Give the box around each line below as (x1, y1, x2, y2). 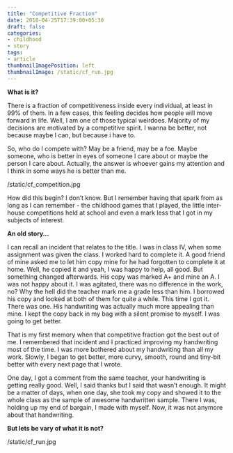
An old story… (7, 229, 49, 238)
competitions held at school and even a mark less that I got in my (26, 208, 214, 217)
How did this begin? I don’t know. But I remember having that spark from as (7, 193, 223, 202)
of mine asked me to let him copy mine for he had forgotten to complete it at (7, 257, 225, 266)
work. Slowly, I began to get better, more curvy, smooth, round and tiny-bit (7, 353, 221, 361)
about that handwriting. (7, 410, 74, 419)
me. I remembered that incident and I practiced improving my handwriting (7, 337, 218, 346)
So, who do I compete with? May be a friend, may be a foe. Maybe (7, 144, 198, 153)
